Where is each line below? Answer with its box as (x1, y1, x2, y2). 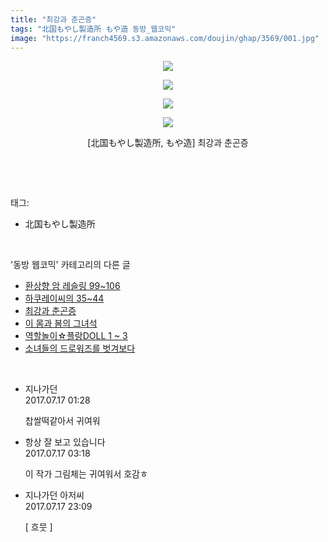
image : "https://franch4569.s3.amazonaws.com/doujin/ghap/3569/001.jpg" (10, 33, 320, 43)
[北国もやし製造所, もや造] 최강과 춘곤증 (87, 137, 249, 149)
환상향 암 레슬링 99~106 (24, 280, 121, 292)
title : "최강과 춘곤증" (10, 14, 97, 25)
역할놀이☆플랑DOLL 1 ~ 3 (24, 330, 128, 342)
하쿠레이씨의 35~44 (24, 292, 105, 305)
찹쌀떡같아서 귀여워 (24, 415, 101, 427)
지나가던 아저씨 (24, 489, 85, 501)
